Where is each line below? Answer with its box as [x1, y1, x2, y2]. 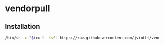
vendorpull [5, 3, 50, 14]
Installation [5, 22, 40, 31]
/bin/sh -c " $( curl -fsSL [5, 35, 58, 40]
